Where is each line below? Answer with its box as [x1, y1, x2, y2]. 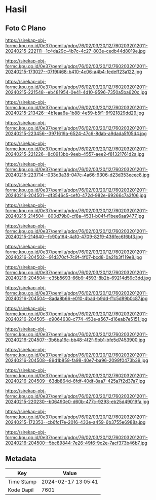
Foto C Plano [5, 24, 46, 32]
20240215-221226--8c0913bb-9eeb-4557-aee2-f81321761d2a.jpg [5, 151, 144, 157]
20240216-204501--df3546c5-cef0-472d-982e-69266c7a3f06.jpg [5, 192, 147, 198]
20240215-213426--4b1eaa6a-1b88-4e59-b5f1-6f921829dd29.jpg [5, 110, 144, 116]
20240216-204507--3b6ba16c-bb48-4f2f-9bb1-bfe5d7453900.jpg [5, 337, 145, 343]
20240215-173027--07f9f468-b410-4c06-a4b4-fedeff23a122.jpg [5, 69, 142, 75]
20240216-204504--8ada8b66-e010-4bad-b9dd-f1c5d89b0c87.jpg [5, 295, 148, 302]
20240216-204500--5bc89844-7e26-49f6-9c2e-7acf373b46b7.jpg [5, 440, 148, 446]
